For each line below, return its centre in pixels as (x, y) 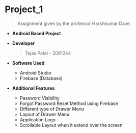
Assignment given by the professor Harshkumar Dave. (74, 23)
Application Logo (38, 119)
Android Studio (35, 73)
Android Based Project (36, 33)
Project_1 (24, 9)
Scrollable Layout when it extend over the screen (71, 125)
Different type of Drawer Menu (52, 109)
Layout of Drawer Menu (45, 114)
